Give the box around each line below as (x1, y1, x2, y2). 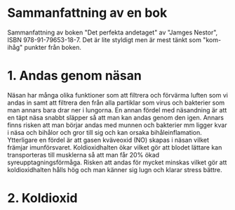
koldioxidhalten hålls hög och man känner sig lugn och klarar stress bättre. (7, 165, 222, 173)
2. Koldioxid (7, 190, 78, 206)
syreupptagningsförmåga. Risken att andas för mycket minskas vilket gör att (7, 158, 227, 166)
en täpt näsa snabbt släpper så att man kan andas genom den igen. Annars (7, 113, 224, 122)
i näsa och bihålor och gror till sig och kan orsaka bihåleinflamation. (7, 128, 202, 136)
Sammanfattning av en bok (7, 5, 168, 21)
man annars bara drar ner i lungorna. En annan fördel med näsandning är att (7, 105, 227, 114)
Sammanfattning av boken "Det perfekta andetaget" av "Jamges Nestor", (7, 28, 218, 37)
